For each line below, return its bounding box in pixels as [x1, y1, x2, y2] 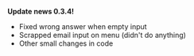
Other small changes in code [18, 39, 114, 48]
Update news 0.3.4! [7, 7, 75, 16]
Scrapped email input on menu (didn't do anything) [18, 31, 186, 39]
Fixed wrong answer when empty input [18, 22, 148, 31]
